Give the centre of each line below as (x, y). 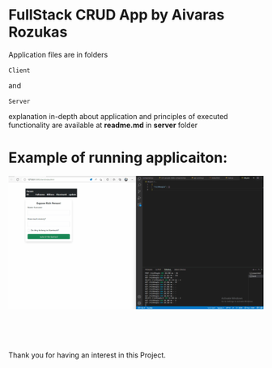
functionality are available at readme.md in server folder (103, 125)
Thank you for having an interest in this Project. (87, 355)
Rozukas (38, 32)
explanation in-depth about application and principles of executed (118, 116)
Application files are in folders (58, 54)
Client (19, 71)
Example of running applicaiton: (118, 158)
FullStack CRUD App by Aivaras (117, 15)
